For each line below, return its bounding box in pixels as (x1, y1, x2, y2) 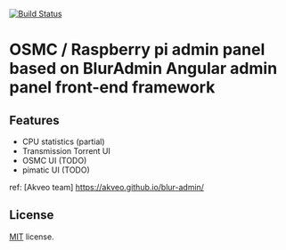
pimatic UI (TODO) (21, 165, 91, 175)
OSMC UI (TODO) (21, 156, 87, 165)
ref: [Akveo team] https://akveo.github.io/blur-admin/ (9, 182, 205, 192)
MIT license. (9, 231, 55, 242)
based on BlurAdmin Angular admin (9, 59, 278, 79)
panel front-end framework (9, 77, 216, 98)
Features (9, 112, 60, 128)
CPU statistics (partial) (21, 136, 105, 147)
